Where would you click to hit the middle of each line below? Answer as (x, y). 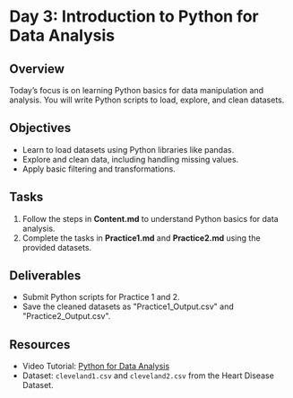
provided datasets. (57, 247)
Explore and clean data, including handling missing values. (130, 159)
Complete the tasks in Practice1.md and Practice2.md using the (142, 238)
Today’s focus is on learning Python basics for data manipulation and (137, 90)
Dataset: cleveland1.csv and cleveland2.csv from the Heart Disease (148, 376)
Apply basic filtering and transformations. (99, 169)
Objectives (40, 128)
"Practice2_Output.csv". (66, 316)
